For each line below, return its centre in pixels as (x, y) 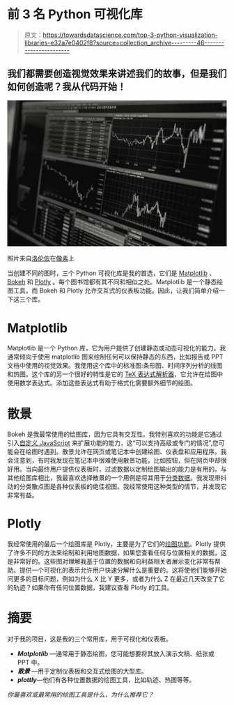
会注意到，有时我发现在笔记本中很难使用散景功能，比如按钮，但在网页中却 (114, 460)
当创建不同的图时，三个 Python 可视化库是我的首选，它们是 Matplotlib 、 (111, 273)
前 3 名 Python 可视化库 (75, 14)
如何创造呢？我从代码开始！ (67, 87)
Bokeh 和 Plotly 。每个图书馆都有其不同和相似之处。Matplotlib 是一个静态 (112, 282)
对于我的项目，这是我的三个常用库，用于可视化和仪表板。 (89, 639)
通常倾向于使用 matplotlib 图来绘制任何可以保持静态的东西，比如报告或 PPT (115, 357)
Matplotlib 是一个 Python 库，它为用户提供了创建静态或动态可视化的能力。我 (117, 348)
